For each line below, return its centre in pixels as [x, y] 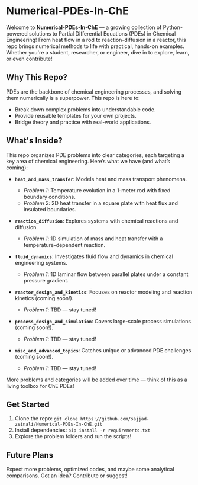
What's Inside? [35, 141]
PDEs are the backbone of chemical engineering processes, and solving [94, 91]
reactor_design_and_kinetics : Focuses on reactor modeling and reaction [103, 292]
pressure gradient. [46, 280]
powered [17, 33]
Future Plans [30, 455]
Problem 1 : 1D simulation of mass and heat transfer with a [93, 239]
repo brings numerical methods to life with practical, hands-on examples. [95, 46]
